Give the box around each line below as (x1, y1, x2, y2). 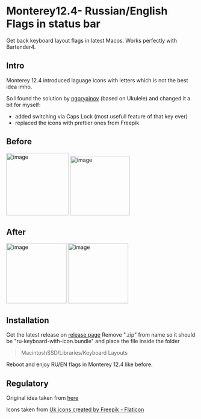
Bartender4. (6, 43, 36, 50)
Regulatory (6, 378, 49, 388)
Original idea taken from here (6, 394, 79, 401)
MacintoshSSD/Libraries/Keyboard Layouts (20, 349, 128, 356)
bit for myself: (6, 101, 41, 108)
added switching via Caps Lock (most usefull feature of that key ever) (14, 112, 188, 120)
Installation (6, 315, 49, 325)
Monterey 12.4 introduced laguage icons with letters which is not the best (6, 76, 188, 84)
